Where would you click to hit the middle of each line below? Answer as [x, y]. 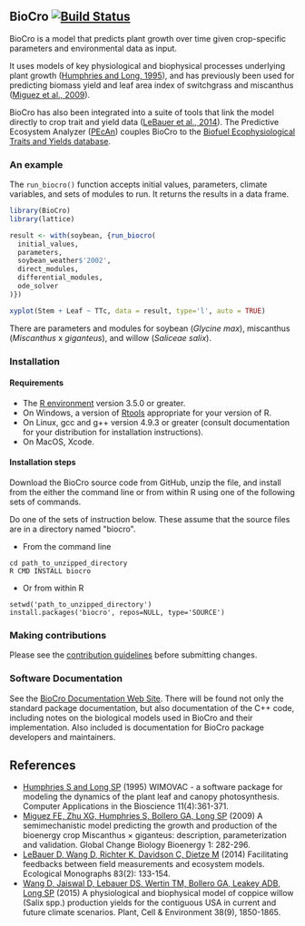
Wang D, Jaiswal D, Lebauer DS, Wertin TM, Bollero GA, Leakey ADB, [152, 883]
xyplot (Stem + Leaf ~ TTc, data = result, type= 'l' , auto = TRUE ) [138, 311]
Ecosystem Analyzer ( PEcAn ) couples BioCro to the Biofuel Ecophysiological [152, 132]
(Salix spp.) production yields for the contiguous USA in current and [149, 902]
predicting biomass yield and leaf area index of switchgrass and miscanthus [152, 85]
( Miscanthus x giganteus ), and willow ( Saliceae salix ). [110, 337]
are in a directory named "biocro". [73, 529]
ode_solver [38, 287]
